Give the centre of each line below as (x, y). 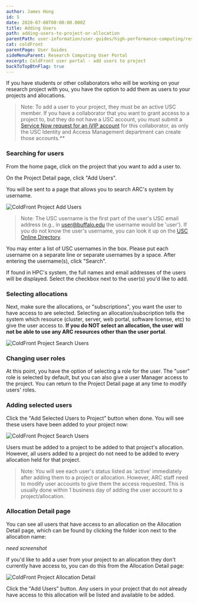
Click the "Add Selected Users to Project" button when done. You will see (95, 418)
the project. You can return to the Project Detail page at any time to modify (96, 384)
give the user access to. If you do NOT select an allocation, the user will (95, 325)
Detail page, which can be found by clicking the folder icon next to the (91, 530)
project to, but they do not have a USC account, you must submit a (101, 120)
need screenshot (27, 548)
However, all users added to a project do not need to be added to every (93, 453)
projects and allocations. (36, 95)
